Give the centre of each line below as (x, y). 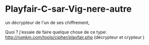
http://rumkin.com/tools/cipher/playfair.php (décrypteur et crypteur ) (75, 37)
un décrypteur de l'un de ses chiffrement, (47, 22)
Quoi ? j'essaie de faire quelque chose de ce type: (56, 32)
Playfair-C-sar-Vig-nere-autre (68, 9)
